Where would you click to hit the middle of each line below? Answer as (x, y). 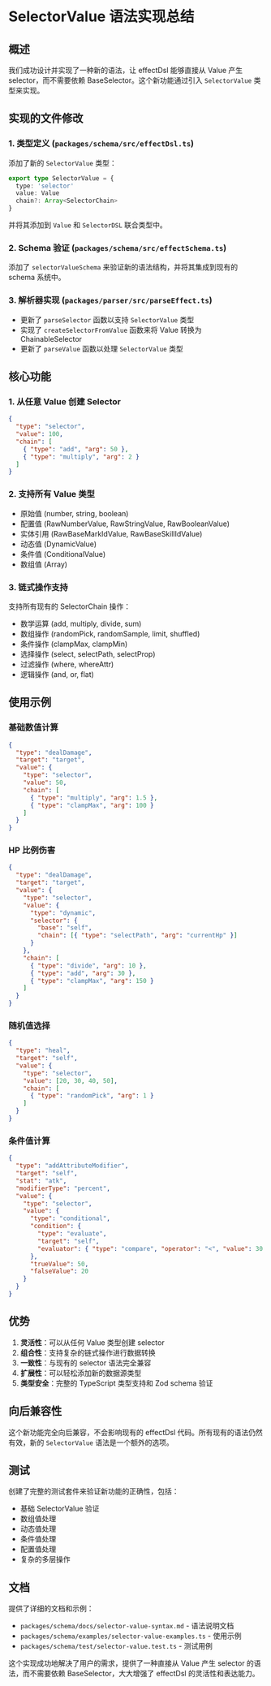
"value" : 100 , (39, 434)
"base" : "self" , (65, 928)
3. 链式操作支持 (39, 587)
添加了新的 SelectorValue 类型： (62, 162)
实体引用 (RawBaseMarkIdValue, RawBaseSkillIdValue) (111, 533)
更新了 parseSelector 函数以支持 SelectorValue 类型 (107, 319)
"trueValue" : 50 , (59, 1264)
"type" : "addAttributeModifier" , (72, 1166)
